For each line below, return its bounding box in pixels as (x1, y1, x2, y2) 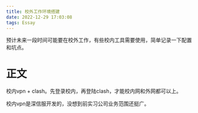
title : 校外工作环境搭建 (6, 8, 60, 15)
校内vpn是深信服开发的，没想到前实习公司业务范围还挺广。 (6, 100, 150, 107)
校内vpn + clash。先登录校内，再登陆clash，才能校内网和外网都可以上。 (6, 88, 181, 95)
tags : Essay (6, 20, 35, 25)
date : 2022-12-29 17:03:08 (6, 14, 72, 20)
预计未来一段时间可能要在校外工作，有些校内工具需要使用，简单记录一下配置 (6, 37, 192, 44)
